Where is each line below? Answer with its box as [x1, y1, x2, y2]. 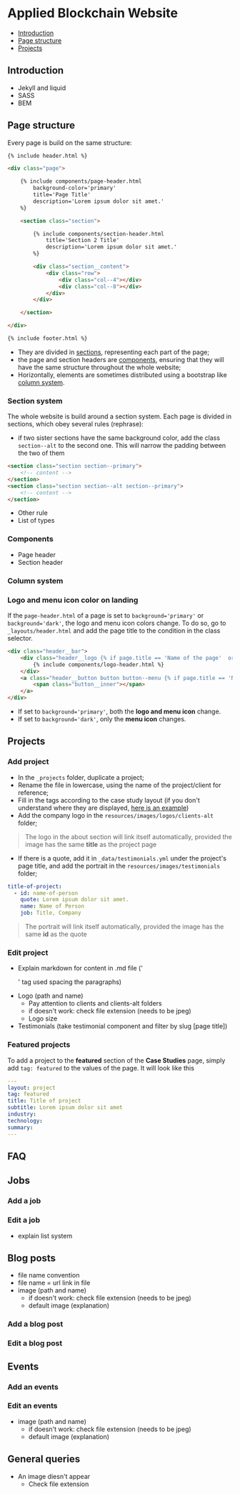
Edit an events [7, 1401, 59, 1411]
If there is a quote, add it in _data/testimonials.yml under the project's [17, 853, 227, 862]
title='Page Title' [33, 191, 91, 199]
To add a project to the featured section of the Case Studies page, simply [7, 1056, 226, 1065]
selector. [7, 634, 34, 642]
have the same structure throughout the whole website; [17, 363, 181, 371]
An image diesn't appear [17, 1472, 91, 1480]
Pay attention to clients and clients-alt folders [28, 999, 162, 1008]
